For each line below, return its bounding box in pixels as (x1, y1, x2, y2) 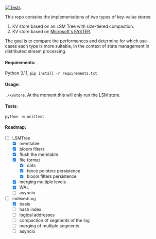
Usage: (5, 81, 20, 87)
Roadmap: (5, 124, 27, 130)
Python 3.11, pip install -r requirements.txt (5, 70, 97, 76)
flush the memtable (19, 152, 58, 157)
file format (19, 157, 40, 163)
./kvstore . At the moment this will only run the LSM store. (5, 92, 121, 98)
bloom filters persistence (26, 173, 77, 179)
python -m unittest (5, 114, 45, 119)
